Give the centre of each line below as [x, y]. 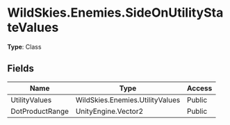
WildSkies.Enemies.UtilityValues [128, 100]
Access [199, 88]
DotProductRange [40, 111]
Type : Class [24, 47]
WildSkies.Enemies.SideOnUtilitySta [115, 13]
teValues [33, 27]
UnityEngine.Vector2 [109, 111]
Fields [21, 68]
